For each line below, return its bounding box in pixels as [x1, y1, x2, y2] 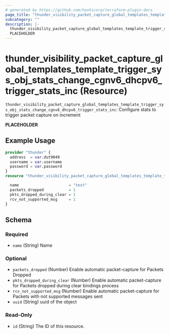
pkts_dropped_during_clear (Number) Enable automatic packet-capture [12, 277, 162, 283]
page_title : [5, 12, 30, 17]
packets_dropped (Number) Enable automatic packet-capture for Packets [12, 266, 163, 273]
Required [5, 230, 28, 238]
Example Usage [5, 137, 56, 145]
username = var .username [10, 159, 62, 164]
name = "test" [10, 183, 87, 188]
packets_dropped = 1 [10, 187, 76, 192]
